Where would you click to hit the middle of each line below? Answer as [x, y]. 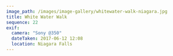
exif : [13, 28]
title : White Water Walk [37, 17]
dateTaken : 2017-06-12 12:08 [47, 38]
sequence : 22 [22, 22]
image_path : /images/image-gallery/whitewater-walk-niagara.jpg [87, 11]
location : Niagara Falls [42, 44]
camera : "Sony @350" [37, 33]
